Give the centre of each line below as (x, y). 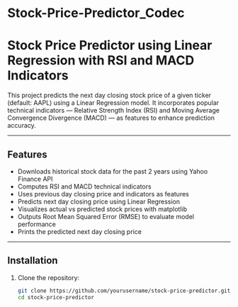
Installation (33, 261)
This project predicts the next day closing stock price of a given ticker (109, 95)
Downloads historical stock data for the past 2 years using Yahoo (113, 171)
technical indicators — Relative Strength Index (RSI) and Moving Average (113, 111)
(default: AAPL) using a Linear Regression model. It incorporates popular (113, 103)
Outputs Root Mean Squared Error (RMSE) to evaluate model (106, 216)
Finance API (35, 179)
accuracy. (22, 125)
